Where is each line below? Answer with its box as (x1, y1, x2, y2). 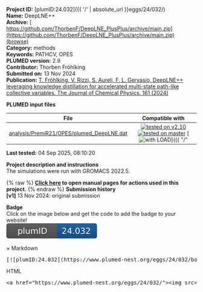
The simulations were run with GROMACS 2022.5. (6, 167, 130, 175)
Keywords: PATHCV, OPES (6, 51, 74, 57)
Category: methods (6, 44, 56, 51)
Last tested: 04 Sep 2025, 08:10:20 (6, 149, 95, 157)
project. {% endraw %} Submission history (6, 186, 116, 193)
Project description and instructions (6, 161, 99, 169)
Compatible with (141, 114, 185, 122)
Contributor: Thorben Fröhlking (6, 63, 86, 71)
